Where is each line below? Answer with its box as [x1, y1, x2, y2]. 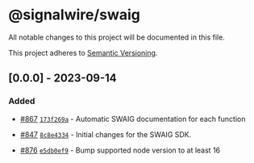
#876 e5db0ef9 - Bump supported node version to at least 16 [19, 145, 221, 155]
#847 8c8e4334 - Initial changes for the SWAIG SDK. [19, 129, 192, 139]
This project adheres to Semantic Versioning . [8, 48, 158, 57]
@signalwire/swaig [8, 6, 141, 24]
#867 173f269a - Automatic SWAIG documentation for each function [19, 114, 246, 123]
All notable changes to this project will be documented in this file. [8, 32, 226, 42]
